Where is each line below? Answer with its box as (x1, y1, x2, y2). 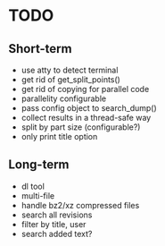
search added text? (21, 228, 93, 239)
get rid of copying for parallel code (21, 84, 150, 94)
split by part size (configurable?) (21, 122, 141, 132)
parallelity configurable (21, 93, 107, 104)
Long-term (8, 157, 70, 173)
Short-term (8, 41, 72, 56)
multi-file (21, 190, 55, 201)
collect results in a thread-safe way (21, 113, 152, 123)
